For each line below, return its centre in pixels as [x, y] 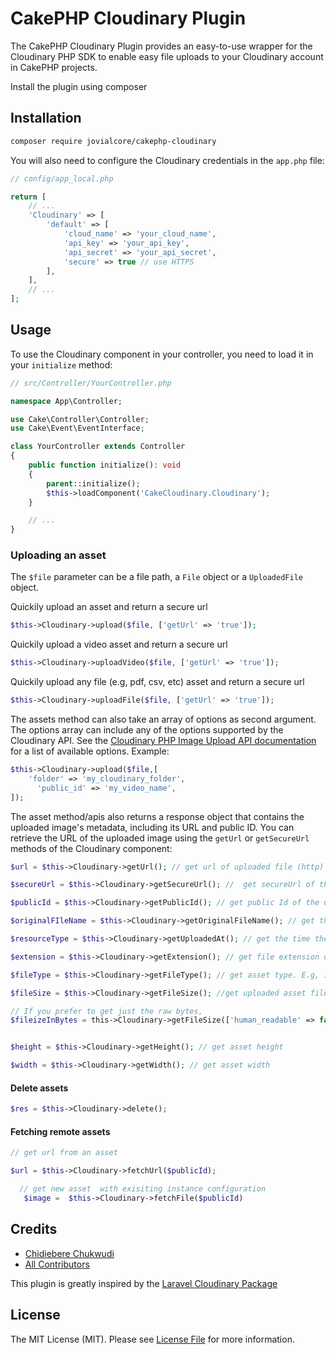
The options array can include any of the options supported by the [147, 730]
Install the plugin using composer [79, 86]
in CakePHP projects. [54, 67]
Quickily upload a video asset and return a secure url [119, 644]
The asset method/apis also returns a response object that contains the [157, 816]
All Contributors [57, 1264]
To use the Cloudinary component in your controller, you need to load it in [162, 354]
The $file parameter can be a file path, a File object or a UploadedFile [156, 577]
